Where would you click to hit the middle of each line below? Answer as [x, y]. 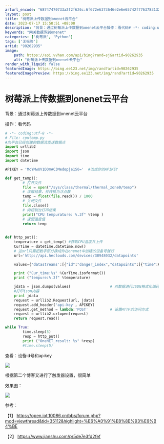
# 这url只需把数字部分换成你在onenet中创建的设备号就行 [64, 251]
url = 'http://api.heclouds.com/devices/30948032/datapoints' [76, 256]
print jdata [26, 296]
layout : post [18, 14]
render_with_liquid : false [32, 64]
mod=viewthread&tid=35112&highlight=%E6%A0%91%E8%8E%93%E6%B [81, 421]
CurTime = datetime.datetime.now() [50, 246]
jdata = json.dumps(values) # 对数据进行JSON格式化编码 [87, 287]
